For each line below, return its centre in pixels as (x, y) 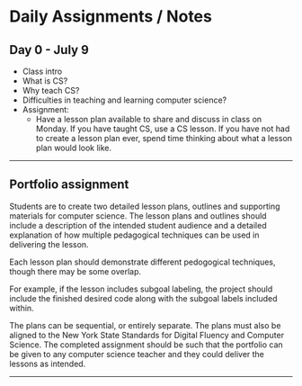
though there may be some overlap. (75, 271)
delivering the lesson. (49, 244)
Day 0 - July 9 (49, 50)
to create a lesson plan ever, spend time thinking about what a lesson (164, 138)
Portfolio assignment (69, 185)
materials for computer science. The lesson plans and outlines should (138, 215)
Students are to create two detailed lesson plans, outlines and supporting (145, 206)
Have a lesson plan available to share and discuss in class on (149, 119)
